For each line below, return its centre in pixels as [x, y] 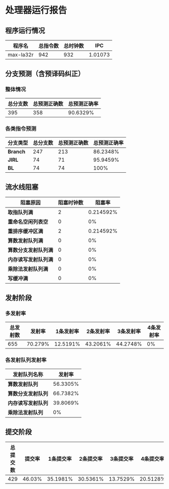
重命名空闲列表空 [28, 222]
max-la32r [21, 55]
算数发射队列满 [26, 241]
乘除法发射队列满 [28, 269]
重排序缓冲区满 [26, 231]
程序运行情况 [25, 30]
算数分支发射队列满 [31, 250]
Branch [17, 152]
